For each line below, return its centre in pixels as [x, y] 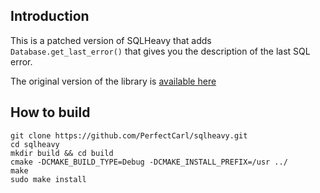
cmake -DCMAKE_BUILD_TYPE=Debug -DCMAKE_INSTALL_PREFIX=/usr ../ [149, 162]
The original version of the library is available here [113, 81]
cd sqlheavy [35, 144]
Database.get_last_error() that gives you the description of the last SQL [160, 51]
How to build [50, 112]
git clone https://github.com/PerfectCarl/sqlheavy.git [129, 135]
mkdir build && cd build [62, 153]
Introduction [50, 16]
